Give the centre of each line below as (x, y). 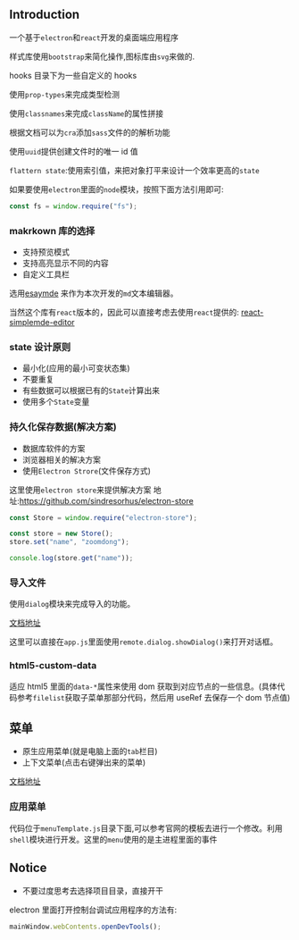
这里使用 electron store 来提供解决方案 (80, 490)
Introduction (45, 15)
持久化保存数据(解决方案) (63, 427)
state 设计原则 (40, 347)
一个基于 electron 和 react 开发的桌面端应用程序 (94, 37)
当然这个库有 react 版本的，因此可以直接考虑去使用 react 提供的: (124, 312)
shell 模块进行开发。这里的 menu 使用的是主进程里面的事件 (113, 839)
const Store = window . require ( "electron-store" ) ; (104, 517)
